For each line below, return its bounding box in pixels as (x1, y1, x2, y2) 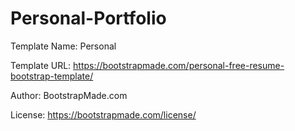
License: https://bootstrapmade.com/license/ (10, 108, 197, 121)
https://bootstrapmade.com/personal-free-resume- (73, 59, 285, 71)
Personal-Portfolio (10, 7, 167, 30)
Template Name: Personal (10, 40, 117, 52)
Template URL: (10, 59, 72, 71)
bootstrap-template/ (10, 70, 94, 82)
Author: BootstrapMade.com (10, 89, 128, 101)
